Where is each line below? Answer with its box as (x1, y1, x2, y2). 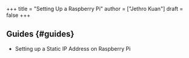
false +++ (6, 11, 31, 19)
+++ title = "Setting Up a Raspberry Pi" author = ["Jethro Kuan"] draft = (6, 5, 184, 12)
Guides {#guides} (6, 29, 74, 39)
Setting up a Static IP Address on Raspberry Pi (14, 45, 131, 52)
